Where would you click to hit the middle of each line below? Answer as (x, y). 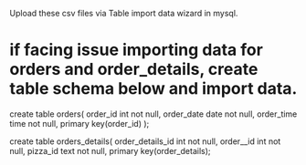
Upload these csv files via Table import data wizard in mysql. (124, 13)
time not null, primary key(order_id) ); (79, 123)
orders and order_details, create (134, 70)
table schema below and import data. (153, 89)
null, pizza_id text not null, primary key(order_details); (110, 150)
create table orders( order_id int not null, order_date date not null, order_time (153, 114)
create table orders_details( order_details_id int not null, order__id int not (145, 141)
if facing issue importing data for (136, 50)
